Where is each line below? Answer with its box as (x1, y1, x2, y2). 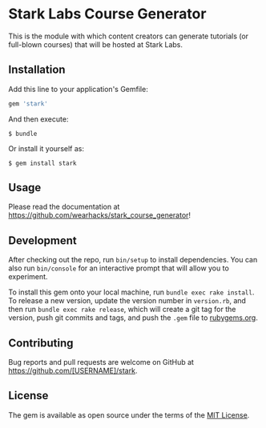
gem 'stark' (8, 99, 48, 108)
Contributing (8, 336, 74, 350)
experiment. (8, 272, 48, 282)
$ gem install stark (8, 159, 78, 167)
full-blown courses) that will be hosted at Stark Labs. (8, 39, 183, 49)
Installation (8, 63, 66, 77)
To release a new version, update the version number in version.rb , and (8, 296, 247, 306)
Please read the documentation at (8, 202, 120, 212)
